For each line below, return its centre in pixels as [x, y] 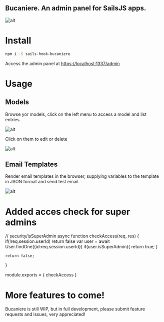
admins [21, 222]
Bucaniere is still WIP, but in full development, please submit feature [75, 309]
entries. [13, 119]
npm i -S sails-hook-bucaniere [38, 54]
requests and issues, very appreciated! [45, 314]
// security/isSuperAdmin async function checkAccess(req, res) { [72, 236]
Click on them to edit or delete [36, 139]
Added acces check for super [68, 212]
